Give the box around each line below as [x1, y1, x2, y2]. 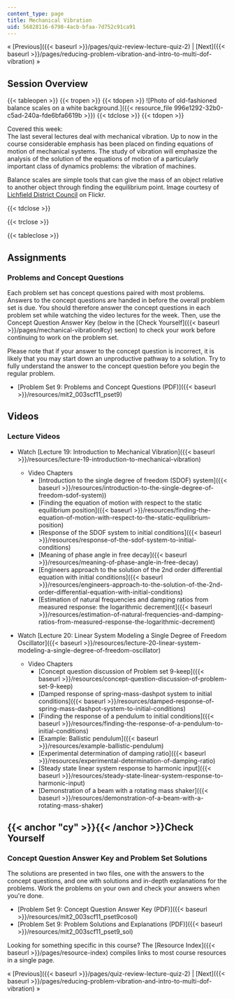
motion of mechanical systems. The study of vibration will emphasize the [7, 147, 218, 156]
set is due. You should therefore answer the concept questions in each [7, 303, 211, 312]
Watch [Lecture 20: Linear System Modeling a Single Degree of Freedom [17, 631, 227, 639]
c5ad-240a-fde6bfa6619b [7, 111, 82, 120]
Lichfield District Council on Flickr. [7, 191, 106, 199]
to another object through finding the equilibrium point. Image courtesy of [7, 183, 219, 191]
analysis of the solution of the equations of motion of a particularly [7, 155, 199, 163]
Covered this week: [7, 125, 63, 133]
